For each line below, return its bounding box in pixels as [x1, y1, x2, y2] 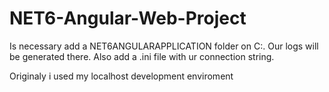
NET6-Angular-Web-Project [9, 7, 247, 30]
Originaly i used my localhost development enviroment [9, 70, 234, 82]
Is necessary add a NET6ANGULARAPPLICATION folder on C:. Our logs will [9, 40, 319, 52]
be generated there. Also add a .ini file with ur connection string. [9, 50, 275, 62]
